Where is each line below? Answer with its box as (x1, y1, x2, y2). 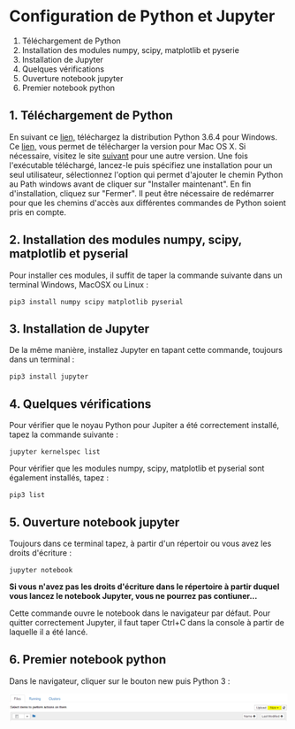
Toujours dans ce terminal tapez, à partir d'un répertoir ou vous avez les (9, 538, 272, 549)
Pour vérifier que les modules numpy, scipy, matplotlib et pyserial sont (9, 463, 265, 474)
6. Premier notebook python (9, 652, 167, 667)
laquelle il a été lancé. (9, 626, 88, 637)
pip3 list (9, 491, 46, 500)
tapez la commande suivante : (9, 429, 119, 440)
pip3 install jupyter (9, 372, 89, 381)
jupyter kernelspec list (9, 448, 101, 457)
